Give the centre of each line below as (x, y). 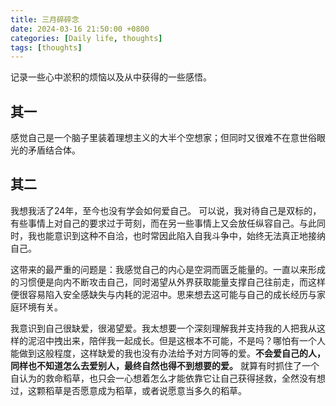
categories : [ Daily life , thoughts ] (86, 38)
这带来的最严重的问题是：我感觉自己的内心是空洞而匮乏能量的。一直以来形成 (168, 269)
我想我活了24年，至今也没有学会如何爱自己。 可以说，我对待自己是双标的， (166, 210)
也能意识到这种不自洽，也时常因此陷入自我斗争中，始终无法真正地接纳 (181, 235)
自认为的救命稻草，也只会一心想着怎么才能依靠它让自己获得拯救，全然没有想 (168, 378)
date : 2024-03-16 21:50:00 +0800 (80, 29)
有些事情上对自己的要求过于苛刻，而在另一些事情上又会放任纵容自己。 (155, 223)
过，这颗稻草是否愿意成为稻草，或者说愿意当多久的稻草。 (128, 390)
